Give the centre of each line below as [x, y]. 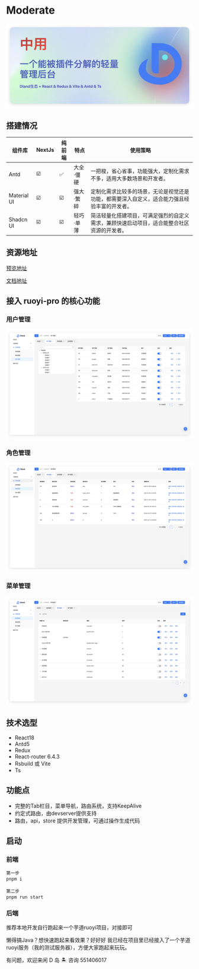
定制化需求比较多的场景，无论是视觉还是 [140, 192]
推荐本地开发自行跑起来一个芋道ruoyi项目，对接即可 [69, 927]
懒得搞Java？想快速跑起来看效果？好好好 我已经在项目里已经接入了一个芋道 [98, 940]
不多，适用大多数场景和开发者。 [130, 178]
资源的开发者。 [109, 230]
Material [19, 196]
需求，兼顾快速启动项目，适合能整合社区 [140, 223]
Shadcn [18, 219]
